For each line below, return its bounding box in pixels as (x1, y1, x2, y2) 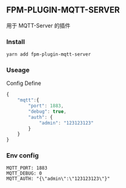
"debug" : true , (28, 108, 67, 115)
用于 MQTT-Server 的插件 (6, 21, 71, 29)
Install (6, 37, 26, 46)
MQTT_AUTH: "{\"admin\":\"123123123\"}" (6, 176, 111, 182)
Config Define (6, 79, 41, 87)
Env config (6, 151, 39, 160)
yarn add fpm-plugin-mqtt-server (6, 51, 91, 57)
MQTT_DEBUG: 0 (6, 170, 43, 176)
